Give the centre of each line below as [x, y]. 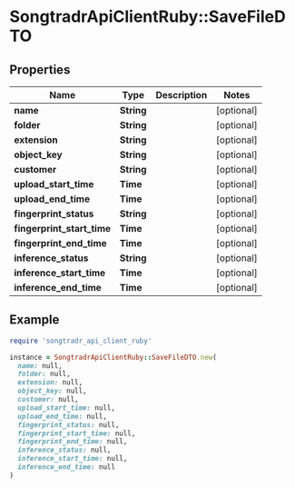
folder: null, [44, 374]
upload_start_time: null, [67, 408]
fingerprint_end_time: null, [73, 442]
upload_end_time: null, [62, 416]
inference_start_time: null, [73, 459]
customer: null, [48, 400]
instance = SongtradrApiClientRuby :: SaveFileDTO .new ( [113, 357]
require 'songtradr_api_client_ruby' [81, 341]
